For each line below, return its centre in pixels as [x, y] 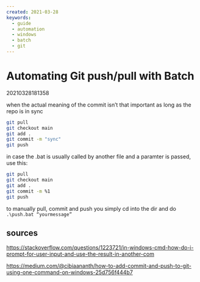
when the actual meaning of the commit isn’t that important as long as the [99, 105]
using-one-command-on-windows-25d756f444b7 [70, 272]
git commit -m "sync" [34, 139]
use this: [17, 163]
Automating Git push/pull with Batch [100, 76]
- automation [28, 29]
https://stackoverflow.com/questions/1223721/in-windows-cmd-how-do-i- [100, 248]
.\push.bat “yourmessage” [39, 214]
